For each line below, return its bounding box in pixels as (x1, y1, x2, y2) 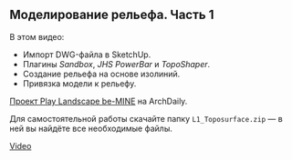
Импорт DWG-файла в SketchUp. (22, 49, 151, 60)
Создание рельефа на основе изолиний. (22, 68, 181, 79)
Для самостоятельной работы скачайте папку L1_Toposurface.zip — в (9, 113, 283, 124)
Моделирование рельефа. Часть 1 (9, 7, 214, 23)
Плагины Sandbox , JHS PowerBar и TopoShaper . (22, 58, 211, 69)
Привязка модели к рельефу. (22, 77, 137, 89)
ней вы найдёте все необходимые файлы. (9, 123, 173, 134)
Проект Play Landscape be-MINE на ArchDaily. (9, 95, 188, 106)
